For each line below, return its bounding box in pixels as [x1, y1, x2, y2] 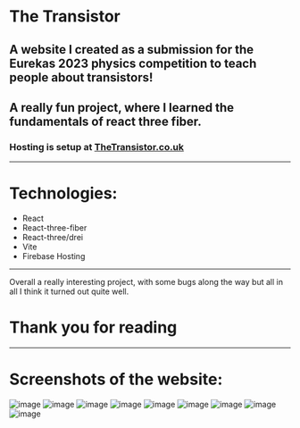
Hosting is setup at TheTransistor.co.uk [9, 140, 185, 153]
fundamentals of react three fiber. [9, 113, 203, 129]
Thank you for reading [9, 317, 178, 338]
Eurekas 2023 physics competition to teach [9, 55, 257, 71]
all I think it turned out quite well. [9, 286, 129, 297]
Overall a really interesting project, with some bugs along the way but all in [9, 277, 284, 288]
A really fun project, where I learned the [9, 100, 235, 115]
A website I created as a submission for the [9, 42, 254, 57]
